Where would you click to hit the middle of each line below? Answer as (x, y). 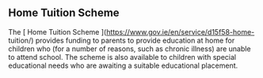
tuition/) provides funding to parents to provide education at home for (122, 40)
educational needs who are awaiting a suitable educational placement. (123, 65)
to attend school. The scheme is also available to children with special (122, 57)
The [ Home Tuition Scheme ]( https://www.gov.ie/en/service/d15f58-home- (131, 32)
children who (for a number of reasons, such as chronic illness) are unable (130, 48)
